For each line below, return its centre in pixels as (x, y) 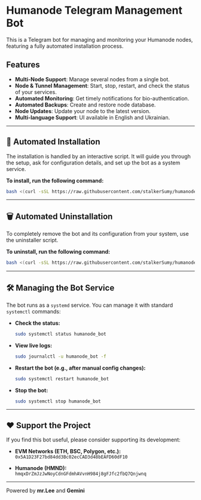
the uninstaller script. (32, 240)
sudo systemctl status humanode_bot (60, 334)
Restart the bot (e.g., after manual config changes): (80, 368)
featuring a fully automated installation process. (65, 46)
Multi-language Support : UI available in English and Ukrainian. (92, 117)
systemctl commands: (33, 311)
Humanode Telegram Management (94, 10)
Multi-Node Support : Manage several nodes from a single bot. (92, 79)
